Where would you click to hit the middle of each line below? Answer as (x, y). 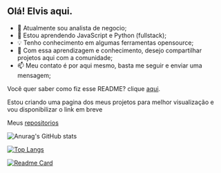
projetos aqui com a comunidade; (65, 57)
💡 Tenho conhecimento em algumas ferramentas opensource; (105, 42)
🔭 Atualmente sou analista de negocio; (72, 28)
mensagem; (34, 75)
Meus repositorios (33, 123)
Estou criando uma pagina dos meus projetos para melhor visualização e (110, 102)
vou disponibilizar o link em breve (55, 109)
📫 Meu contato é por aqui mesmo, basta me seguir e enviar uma (109, 65)
